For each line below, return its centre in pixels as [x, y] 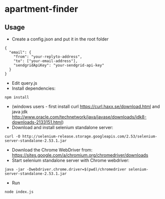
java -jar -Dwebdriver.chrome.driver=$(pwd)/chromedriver [65, 169]
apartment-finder [41, 9]
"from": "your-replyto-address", [48, 57]
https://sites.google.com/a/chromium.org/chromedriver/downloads [80, 155]
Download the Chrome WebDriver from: [52, 150]
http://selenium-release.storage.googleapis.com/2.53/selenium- [90, 136]
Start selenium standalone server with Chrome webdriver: [70, 160]
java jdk [20, 112]
